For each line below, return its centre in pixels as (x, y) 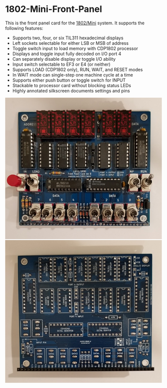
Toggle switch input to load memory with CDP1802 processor (75, 48)
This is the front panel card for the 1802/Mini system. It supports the (75, 23)
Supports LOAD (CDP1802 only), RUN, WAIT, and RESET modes (78, 69)
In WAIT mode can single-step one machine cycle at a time (73, 75)
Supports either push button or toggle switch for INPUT (69, 80)
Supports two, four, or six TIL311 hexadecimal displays (68, 38)
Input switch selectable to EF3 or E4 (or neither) (61, 64)
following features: (24, 28)
